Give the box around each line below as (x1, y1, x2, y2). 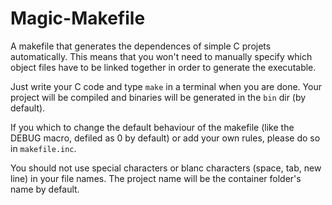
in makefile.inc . (10, 142, 77, 154)
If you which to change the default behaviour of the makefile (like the (10, 121, 295, 133)
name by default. (10, 183, 80, 195)
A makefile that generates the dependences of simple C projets (10, 40, 272, 52)
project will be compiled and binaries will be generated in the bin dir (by (10, 91, 307, 103)
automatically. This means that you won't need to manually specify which (10, 50, 313, 62)
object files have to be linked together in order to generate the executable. (10, 61, 317, 73)
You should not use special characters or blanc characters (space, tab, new (10, 162, 322, 174)
